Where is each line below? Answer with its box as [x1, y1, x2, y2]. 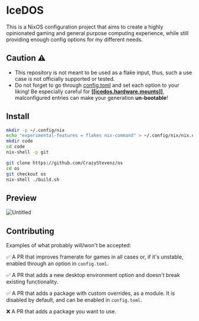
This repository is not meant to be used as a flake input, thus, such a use [14, 69, 192, 76]
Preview [6, 193, 37, 203]
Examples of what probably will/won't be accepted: [6, 242, 131, 249]
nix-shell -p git [6, 149, 49, 155]
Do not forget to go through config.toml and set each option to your [14, 81, 179, 89]
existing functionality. [6, 278, 59, 285]
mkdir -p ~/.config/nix [6, 127, 65, 133]
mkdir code [6, 138, 33, 144]
